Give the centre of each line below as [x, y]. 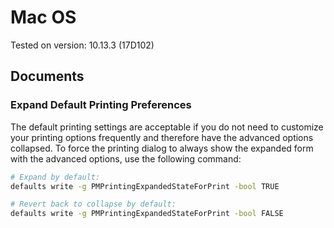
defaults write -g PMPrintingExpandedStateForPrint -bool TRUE [145, 186]
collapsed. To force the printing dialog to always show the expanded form [162, 148]
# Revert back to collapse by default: [93, 204]
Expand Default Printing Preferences [101, 105]
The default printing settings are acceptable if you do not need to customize [167, 127]
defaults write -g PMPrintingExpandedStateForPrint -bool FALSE [147, 214]
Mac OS [43, 17]
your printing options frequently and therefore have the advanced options [162, 137]
